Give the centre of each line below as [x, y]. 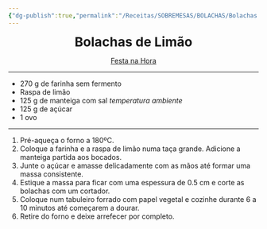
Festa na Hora [133, 60]
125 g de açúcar [46, 109]
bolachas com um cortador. [65, 191]
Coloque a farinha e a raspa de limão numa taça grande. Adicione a [130, 149]
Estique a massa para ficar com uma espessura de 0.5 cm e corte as [132, 182]
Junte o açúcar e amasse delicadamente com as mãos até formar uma [135, 165]
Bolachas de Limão [133, 42]
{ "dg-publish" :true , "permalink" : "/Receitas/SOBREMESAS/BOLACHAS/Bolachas [133, 16]
